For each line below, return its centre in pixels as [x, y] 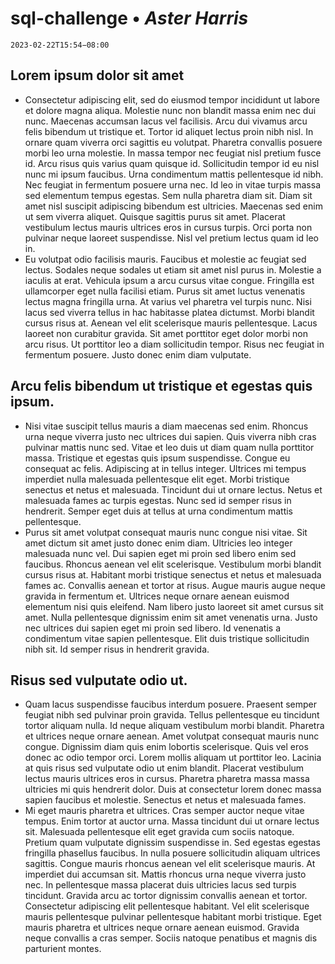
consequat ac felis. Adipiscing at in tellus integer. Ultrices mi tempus [165, 468]
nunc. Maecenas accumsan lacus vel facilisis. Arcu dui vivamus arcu [166, 121]
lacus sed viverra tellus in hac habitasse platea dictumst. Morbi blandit [169, 312]
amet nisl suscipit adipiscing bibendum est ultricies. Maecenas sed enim [173, 206]
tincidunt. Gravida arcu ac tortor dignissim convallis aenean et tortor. [166, 896]
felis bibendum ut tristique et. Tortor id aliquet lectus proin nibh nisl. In [169, 131]
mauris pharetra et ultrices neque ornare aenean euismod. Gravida [162, 928]
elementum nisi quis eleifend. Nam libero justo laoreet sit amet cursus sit [174, 606]
